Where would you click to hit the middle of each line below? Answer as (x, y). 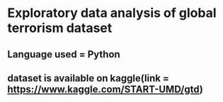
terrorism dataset (60, 28)
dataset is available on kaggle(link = (88, 78)
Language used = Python (64, 54)
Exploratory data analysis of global (112, 13)
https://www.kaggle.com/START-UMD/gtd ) (105, 89)
